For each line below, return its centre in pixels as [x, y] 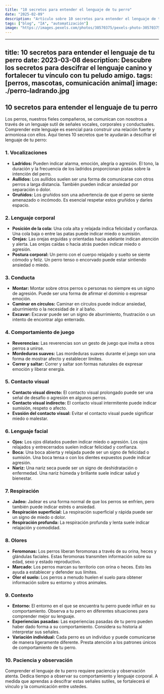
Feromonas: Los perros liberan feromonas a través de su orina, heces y [84, 551]
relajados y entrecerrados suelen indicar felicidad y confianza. [75, 447]
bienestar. [22, 478]
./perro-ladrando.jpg [37, 90]
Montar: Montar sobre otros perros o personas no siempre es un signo [83, 288]
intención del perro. [32, 174]
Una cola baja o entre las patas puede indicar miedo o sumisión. [77, 233]
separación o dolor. [31, 189]
